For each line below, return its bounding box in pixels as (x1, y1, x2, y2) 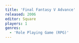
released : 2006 (5, 12, 36, 17)
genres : (5, 26, 21, 31)
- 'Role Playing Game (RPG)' (9, 30, 69, 35)
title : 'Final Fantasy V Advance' (5, 7, 76, 12)
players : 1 (5, 21, 27, 26)
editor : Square (5, 16, 36, 21)
